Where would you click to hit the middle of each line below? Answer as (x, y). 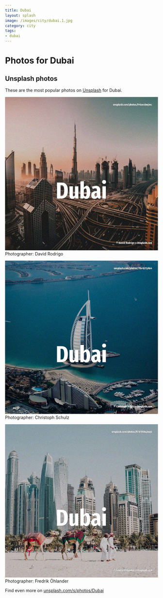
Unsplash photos (31, 79)
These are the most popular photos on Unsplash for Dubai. (64, 90)
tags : (10, 31)
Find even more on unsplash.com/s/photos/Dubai (55, 590)
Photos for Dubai (40, 61)
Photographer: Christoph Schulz (37, 417)
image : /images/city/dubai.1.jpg (39, 20)
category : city (20, 26)
